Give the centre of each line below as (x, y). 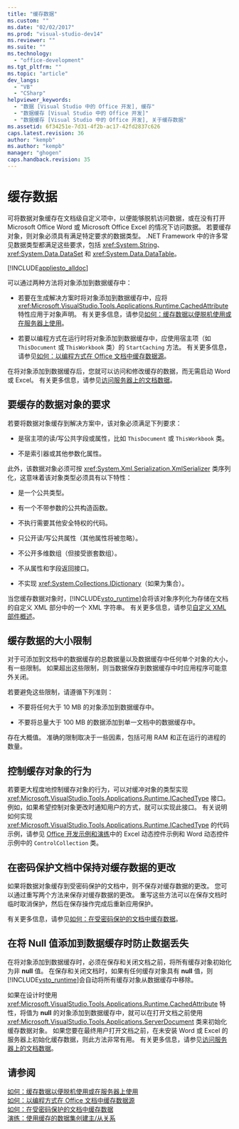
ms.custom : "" (28, 21)
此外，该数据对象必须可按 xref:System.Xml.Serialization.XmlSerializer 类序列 (119, 468)
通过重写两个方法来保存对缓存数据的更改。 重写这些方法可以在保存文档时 (120, 895)
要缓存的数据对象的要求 (59, 405)
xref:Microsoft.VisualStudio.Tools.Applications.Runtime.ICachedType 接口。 (118, 799)
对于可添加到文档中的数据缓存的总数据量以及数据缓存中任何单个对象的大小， (119, 659)
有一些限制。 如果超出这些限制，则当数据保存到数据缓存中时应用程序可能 (114, 668)
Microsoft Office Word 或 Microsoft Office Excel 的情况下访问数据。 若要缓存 (119, 227)
